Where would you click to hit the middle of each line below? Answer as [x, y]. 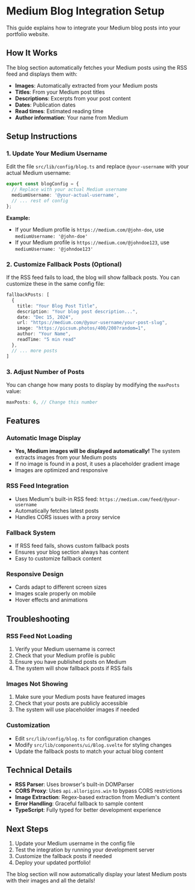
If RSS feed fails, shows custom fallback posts [72, 546]
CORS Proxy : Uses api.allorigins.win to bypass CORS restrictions [99, 791]
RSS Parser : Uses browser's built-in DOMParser [74, 784]
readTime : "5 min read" [47, 340]
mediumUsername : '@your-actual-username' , [65, 195]
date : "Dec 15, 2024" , [45, 317]
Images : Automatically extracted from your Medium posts [86, 85]
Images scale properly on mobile [55, 594]
